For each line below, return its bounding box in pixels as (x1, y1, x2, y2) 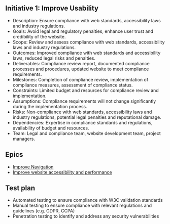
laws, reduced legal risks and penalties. (12, 55, 95, 61)
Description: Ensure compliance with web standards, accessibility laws (12, 17, 161, 23)
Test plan (5, 184, 36, 193)
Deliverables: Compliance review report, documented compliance (12, 60, 150, 66)
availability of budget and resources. (12, 125, 89, 131)
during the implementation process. (12, 103, 87, 109)
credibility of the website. (12, 33, 66, 39)
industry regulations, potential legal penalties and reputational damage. (12, 114, 161, 120)
